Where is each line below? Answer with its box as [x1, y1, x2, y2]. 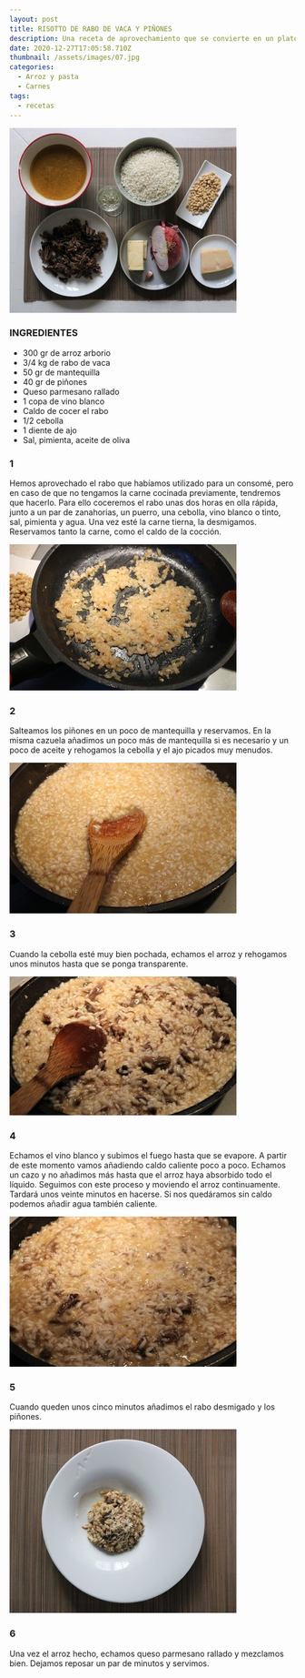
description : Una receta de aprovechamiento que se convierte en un [9, 34, 274, 43]
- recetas [17, 101, 54, 110]
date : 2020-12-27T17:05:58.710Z [9, 44, 132, 53]
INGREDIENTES [9, 327, 79, 339]
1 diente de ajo [22, 424, 77, 436]
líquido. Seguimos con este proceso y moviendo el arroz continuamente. [9, 1178, 280, 1189]
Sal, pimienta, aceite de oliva [22, 434, 130, 445]
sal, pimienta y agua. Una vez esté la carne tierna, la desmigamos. [9, 517, 257, 528]
